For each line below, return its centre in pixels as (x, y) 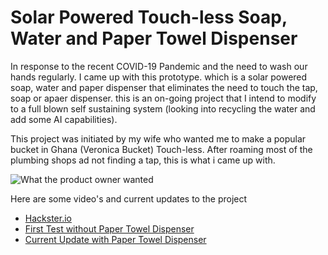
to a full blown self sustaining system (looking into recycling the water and (163, 108)
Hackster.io (48, 218)
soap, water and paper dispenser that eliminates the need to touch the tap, (164, 87)
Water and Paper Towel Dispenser (154, 38)
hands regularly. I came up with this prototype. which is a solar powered (159, 77)
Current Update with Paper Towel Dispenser (115, 239)
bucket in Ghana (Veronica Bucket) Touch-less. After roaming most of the (161, 149)
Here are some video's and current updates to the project (129, 198)
